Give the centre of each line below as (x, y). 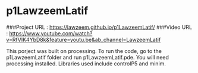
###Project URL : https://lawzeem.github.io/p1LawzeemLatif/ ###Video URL (99, 27)
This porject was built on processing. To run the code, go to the (84, 51)
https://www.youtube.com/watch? (51, 33)
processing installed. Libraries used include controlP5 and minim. (86, 64)
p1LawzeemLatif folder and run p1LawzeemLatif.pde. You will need (88, 57)
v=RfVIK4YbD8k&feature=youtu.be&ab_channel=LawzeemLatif (84, 39)
